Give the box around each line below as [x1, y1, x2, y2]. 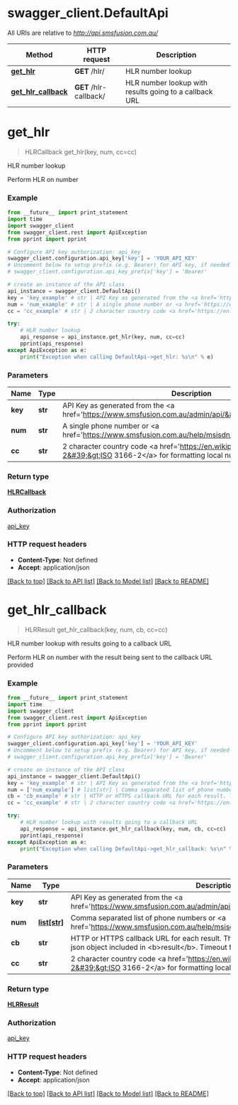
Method [25, 50, 53, 60]
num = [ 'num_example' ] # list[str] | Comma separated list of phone [7, 786, 214, 794]
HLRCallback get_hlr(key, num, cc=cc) [24, 147, 137, 156]
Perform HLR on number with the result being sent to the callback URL [7, 653, 212, 661]
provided [7, 660, 34, 669]
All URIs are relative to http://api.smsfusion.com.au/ [7, 28, 158, 37]
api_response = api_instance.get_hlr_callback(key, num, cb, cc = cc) [20, 825, 227, 833]
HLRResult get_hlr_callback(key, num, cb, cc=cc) [24, 625, 168, 634]
